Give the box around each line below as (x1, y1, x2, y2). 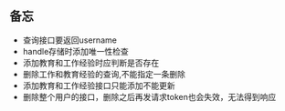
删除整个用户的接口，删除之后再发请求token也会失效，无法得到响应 (22, 91, 277, 102)
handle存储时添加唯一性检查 (22, 45, 130, 56)
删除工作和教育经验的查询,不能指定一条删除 (22, 68, 185, 79)
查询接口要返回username (22, 35, 117, 45)
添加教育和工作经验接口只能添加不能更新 (22, 80, 175, 91)
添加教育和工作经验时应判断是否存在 (22, 57, 160, 68)
